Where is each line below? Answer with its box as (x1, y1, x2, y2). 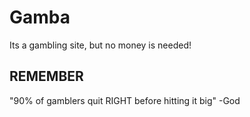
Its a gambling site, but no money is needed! (9, 39, 192, 51)
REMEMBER (9, 68, 84, 85)
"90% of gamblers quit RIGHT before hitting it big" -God (9, 94, 241, 106)
